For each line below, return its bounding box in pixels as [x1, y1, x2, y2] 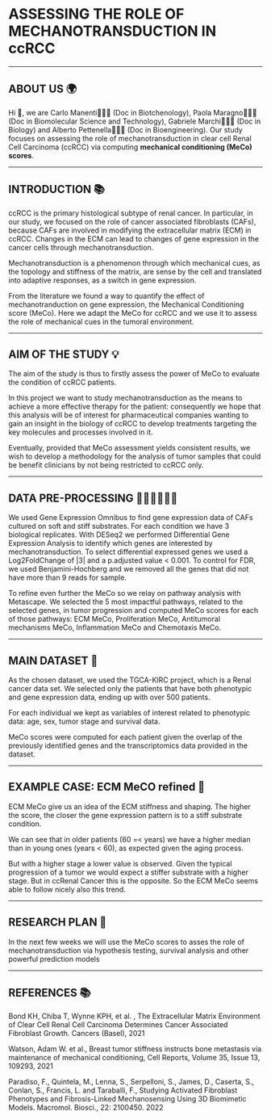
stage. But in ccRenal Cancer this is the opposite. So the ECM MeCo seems [8, 875, 259, 885]
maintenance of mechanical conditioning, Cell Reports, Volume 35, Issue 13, [8, 1053, 261, 1063]
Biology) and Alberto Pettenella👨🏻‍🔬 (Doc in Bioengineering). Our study [8, 124, 244, 134]
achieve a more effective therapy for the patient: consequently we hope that [8, 401, 261, 412]
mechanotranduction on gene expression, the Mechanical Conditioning [8, 300, 244, 309]
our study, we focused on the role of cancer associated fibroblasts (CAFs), [8, 216, 256, 226]
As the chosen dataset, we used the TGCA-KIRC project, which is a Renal [8, 675, 252, 685]
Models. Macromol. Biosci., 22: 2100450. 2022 [8, 1103, 164, 1113]
